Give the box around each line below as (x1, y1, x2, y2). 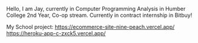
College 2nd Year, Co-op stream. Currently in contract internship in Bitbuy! (6, 12, 193, 19)
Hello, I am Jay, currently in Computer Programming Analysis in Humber (6, 5, 186, 12)
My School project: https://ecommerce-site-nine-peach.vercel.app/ (6, 24, 175, 30)
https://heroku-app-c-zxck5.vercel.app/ (6, 30, 106, 37)
